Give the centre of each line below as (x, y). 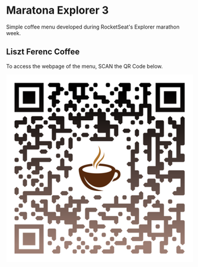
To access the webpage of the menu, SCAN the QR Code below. (84, 66)
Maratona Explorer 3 (58, 10)
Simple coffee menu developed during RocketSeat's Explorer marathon (93, 27)
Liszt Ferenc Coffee (43, 52)
